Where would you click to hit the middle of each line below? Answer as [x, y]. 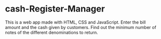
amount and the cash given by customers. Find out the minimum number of [81, 27]
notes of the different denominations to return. [52, 32]
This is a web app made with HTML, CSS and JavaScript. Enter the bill [75, 22]
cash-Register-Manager [55, 9]
